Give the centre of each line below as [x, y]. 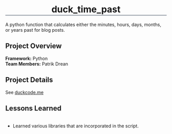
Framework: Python [27, 58]
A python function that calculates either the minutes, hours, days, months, [83, 25]
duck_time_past [86, 9]
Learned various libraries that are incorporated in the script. [76, 126]
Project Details [29, 80]
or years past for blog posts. [35, 30]
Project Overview [34, 46]
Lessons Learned [33, 108]
